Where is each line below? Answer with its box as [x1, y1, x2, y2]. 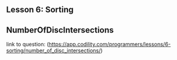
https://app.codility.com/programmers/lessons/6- [48, 41, 171, 48]
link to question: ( [6, 41, 49, 48]
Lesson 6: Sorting [6, 5, 74, 15]
